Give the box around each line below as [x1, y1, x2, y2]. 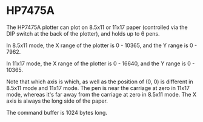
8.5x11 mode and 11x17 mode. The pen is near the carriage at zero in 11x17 [6, 84, 190, 91]
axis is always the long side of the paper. [6, 97, 108, 104]
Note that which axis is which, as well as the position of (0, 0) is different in [6, 78, 193, 85]
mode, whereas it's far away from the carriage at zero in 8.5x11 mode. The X [6, 91, 197, 98]
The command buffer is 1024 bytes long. [6, 109, 108, 116]
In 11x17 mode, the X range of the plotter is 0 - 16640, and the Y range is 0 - [6, 60, 195, 67]
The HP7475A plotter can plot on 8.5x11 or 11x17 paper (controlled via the [6, 24, 188, 31]
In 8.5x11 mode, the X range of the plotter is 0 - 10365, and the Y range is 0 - [6, 42, 198, 49]
